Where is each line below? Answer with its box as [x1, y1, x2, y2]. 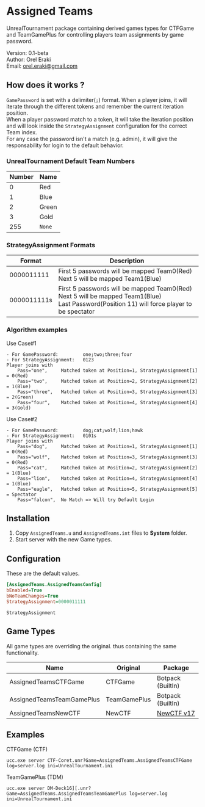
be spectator [58, 307, 95, 316]
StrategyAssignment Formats [6, 241, 96, 249]
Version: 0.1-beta [6, 49, 49, 56]
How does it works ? [6, 80, 85, 90]
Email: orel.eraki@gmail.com [6, 62, 78, 70]
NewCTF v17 [156, 709, 195, 717]
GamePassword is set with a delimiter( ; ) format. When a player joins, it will [6, 96, 187, 103]
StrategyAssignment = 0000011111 [6, 598, 86, 605]
